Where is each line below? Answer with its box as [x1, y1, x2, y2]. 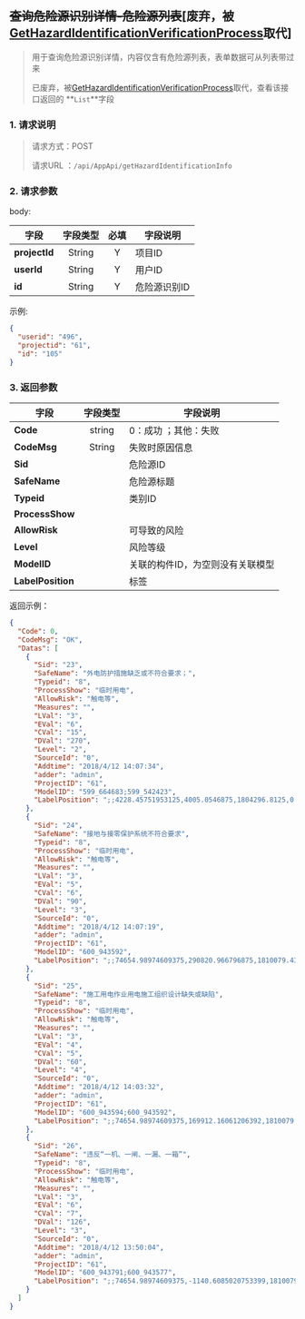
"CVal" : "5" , [33, 1048, 84, 1058]
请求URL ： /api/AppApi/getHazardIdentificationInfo [31, 160, 233, 171]
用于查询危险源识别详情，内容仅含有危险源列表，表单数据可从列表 [31, 51, 279, 62]
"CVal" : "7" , [33, 1209, 84, 1218]
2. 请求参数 [9, 185, 58, 198]
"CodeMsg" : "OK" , [17, 635, 84, 645]
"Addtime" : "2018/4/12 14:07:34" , [33, 762, 165, 771]
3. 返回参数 [9, 380, 58, 393]
